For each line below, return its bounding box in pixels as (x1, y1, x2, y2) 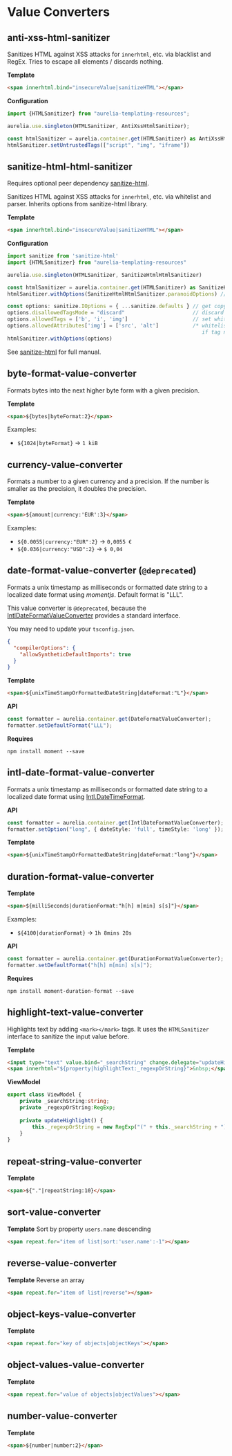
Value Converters (7, 4, 110, 20)
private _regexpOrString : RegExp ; (19, 1104, 116, 1111)
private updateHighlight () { (19, 1117, 104, 1124)
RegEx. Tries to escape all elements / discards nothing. (7, 57, 164, 66)
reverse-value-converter (7, 1257, 117, 1269)
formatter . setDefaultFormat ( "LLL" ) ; (7, 722, 113, 729)
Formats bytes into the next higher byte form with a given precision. (7, 386, 200, 395)
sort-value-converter (7, 1206, 101, 1219)
